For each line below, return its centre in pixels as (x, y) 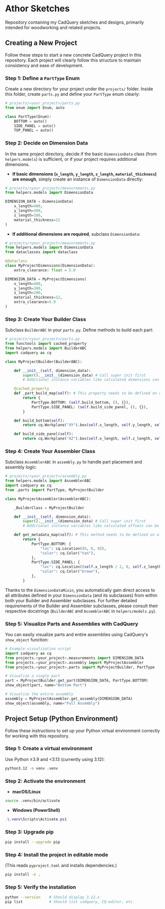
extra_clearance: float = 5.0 (45, 270)
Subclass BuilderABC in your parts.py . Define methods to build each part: (79, 330)
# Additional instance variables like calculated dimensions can (91, 380)
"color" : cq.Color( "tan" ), (68, 553)
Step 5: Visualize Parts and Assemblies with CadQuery (72, 623)
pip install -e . (23, 874)
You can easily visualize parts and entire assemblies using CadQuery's (77, 635)
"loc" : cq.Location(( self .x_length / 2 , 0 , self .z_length (101, 567)
